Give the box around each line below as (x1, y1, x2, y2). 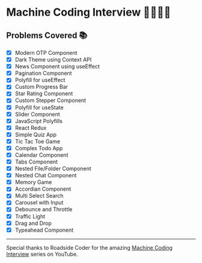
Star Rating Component (14, 90, 73, 97)
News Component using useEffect (14, 63, 100, 70)
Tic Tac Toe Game (14, 138, 61, 145)
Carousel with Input (14, 199, 64, 206)
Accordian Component (14, 185, 72, 192)
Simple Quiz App (14, 131, 57, 138)
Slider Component (14, 110, 60, 118)
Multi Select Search (14, 192, 64, 200)
